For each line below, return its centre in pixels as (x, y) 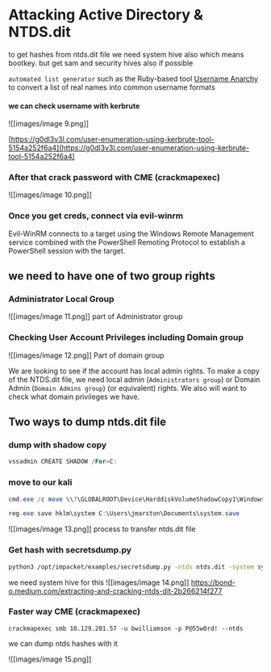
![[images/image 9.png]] (49, 124)
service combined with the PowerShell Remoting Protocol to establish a (127, 242)
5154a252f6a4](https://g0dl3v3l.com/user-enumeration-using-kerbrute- (129, 148)
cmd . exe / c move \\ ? (43, 499)
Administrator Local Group (61, 299)
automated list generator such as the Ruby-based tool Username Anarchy (133, 78)
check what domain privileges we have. (74, 397)
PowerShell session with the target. (67, 250)
